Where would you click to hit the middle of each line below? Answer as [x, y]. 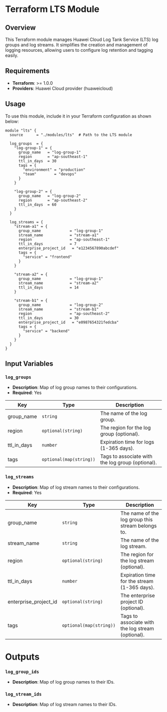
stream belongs [139, 526]
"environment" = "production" [54, 170]
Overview [21, 28]
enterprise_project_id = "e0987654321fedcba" [69, 322]
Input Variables [29, 364]
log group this [137, 519]
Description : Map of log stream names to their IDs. [64, 705]
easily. [12, 55]
